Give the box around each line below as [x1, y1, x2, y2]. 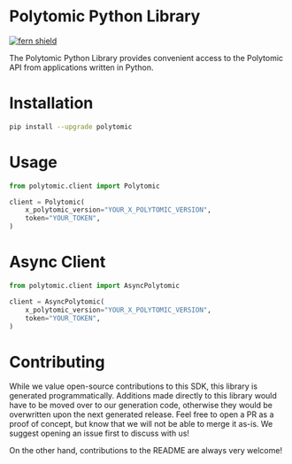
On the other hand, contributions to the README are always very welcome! [9, 445, 283, 456]
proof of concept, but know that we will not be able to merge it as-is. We [9, 419, 273, 429]
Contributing [9, 352, 105, 372]
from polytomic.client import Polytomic [9, 182, 161, 190]
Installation [9, 93, 94, 113]
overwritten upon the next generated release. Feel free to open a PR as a [9, 409, 274, 420]
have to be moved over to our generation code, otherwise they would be [9, 400, 273, 411]
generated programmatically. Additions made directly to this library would [9, 391, 277, 401]
